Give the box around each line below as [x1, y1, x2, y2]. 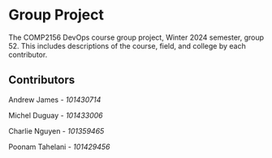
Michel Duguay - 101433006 [8, 110, 103, 120]
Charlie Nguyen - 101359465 [8, 126, 105, 135]
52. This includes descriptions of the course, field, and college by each [8, 41, 246, 50]
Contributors [8, 73, 76, 87]
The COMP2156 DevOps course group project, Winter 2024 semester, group [8, 32, 265, 42]
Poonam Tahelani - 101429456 [8, 142, 111, 152]
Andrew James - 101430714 [8, 95, 101, 105]
